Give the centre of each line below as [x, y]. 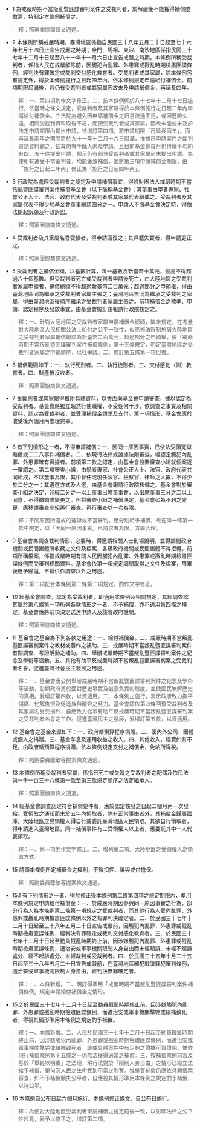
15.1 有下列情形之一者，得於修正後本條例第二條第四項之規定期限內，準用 [102, 895]
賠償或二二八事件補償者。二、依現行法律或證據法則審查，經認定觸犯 [97, 454]
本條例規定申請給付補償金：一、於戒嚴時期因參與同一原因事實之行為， [99, 903]
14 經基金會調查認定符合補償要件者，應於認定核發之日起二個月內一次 [98, 806]
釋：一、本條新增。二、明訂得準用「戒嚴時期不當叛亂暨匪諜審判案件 [103, 984]
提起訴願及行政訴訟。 [44, 212]
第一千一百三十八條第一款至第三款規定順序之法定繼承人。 [83, 780]
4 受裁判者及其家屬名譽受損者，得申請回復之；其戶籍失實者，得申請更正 [102, 238]
